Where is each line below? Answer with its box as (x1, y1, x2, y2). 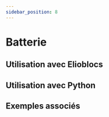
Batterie (5, 35, 47, 49)
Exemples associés (5, 101, 80, 111)
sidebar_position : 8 (5, 9, 58, 15)
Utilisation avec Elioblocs (5, 59, 104, 70)
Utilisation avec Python (5, 80, 96, 90)
